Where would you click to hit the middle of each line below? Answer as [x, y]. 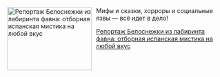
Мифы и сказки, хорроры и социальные [154, 11]
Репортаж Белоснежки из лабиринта [150, 31]
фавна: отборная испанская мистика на [154, 38]
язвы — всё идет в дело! [132, 18]
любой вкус [113, 46]
